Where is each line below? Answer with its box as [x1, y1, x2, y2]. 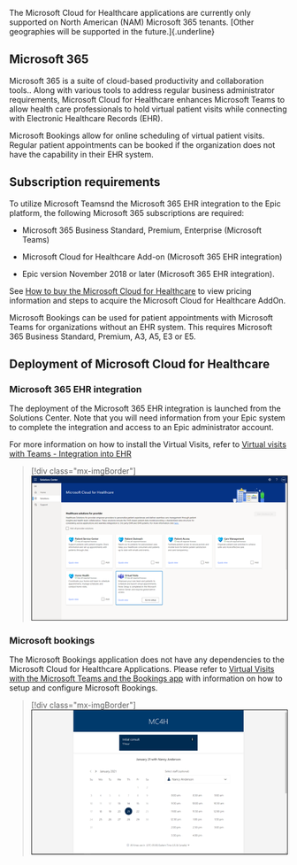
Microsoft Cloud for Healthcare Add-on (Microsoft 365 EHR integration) [21, 251, 283, 262]
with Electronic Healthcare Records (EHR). [9, 112, 164, 123]
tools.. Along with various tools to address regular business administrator [9, 84, 276, 96]
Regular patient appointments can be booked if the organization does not [9, 139, 276, 150]
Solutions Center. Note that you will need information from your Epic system [9, 413, 286, 423]
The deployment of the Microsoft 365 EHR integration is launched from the [9, 403, 281, 414]
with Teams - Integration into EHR [9, 449, 132, 460]
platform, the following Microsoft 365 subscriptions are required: [9, 207, 245, 218]
